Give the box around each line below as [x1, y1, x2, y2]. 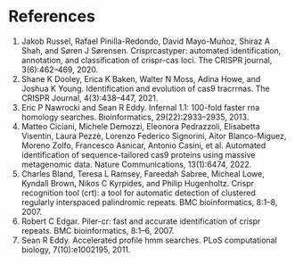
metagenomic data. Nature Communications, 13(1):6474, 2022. [20, 159, 252, 169]
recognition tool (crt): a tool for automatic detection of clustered [20, 187, 256, 198]
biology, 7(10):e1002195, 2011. [20, 243, 131, 255]
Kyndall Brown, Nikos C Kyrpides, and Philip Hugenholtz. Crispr [20, 177, 255, 188]
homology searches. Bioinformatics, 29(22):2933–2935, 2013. [20, 111, 250, 122]
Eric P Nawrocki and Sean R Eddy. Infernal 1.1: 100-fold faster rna [20, 102, 260, 112]
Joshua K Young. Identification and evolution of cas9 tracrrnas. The [20, 83, 271, 94]
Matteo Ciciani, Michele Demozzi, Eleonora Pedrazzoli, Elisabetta [20, 120, 260, 131]
